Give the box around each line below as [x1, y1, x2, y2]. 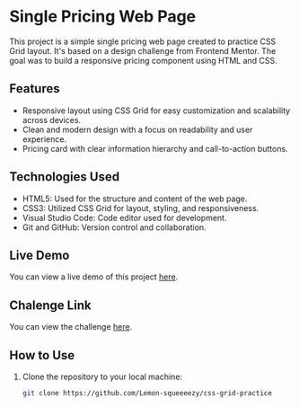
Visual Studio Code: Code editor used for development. [22, 212, 227, 223]
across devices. [22, 114, 82, 125]
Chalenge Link [9, 297, 92, 313]
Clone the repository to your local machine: [22, 371, 182, 382]
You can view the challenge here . [9, 322, 133, 332]
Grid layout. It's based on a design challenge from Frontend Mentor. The [9, 45, 277, 56]
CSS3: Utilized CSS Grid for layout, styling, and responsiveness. [22, 202, 259, 213]
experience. [22, 133, 67, 145]
